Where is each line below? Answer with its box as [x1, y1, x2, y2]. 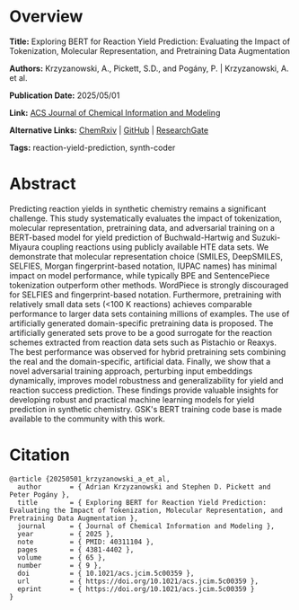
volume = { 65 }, [17, 553, 106, 562]
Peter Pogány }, [9, 490, 70, 499]
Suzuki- [251, 232, 281, 243]
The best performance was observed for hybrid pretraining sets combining [9, 346, 286, 357]
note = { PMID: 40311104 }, [17, 537, 154, 546]
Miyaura [9, 241, 40, 252]
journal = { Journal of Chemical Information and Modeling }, [17, 521, 276, 531]
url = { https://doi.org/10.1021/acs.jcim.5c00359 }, [17, 577, 259, 586]
